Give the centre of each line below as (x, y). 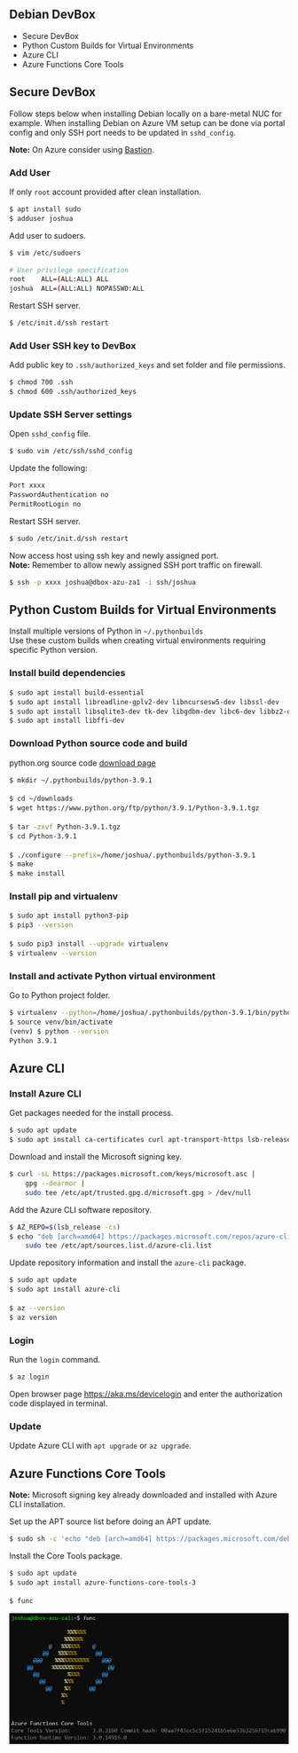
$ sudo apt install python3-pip (69, 916)
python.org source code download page (83, 763)
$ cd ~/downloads (41, 799)
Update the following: (48, 468)
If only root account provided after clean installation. (105, 192)
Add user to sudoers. (48, 235)
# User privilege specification (69, 270)
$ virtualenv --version (53, 953)
